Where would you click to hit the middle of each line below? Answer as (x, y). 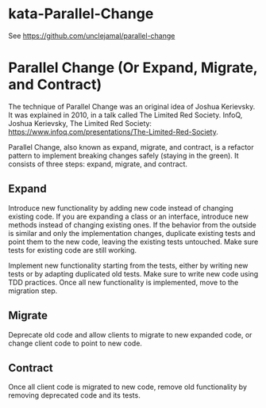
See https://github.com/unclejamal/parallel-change (92, 36)
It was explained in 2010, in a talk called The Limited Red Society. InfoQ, (125, 115)
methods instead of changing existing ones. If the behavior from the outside (132, 225)
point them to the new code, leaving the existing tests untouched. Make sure (133, 242)
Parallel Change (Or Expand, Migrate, (133, 68)
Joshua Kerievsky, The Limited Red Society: (80, 123)
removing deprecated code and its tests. (74, 395)
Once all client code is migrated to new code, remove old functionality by (128, 387)
